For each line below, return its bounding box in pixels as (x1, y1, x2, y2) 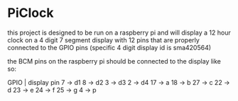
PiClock (7, 5, 54, 21)
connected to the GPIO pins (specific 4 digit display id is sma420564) (7, 43, 212, 52)
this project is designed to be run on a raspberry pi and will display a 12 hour (7, 28, 231, 37)
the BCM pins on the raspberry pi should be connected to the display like (7, 57, 222, 65)
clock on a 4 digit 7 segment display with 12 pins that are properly (7, 35, 200, 44)
